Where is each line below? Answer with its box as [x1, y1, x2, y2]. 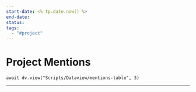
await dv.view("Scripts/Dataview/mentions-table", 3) [6, 75, 140, 81]
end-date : [6, 14, 30, 20]
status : [6, 19, 25, 25]
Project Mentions [6, 56, 91, 69]
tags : [6, 25, 19, 31]
